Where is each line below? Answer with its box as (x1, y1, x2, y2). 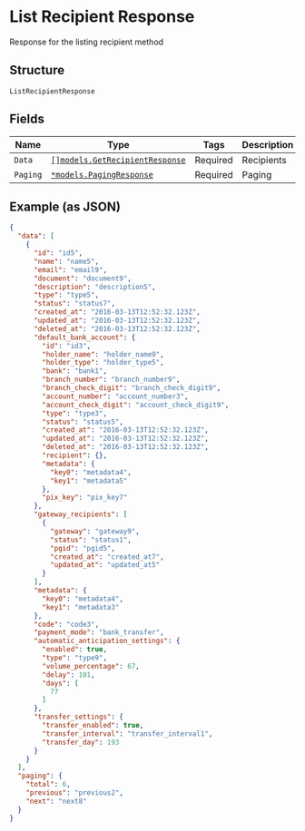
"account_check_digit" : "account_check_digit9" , (42, 400, 230, 409)
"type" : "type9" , (42, 653, 107, 662)
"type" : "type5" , (33, 290, 100, 300)
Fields (9, 112, 45, 127)
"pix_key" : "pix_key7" (42, 493, 128, 503)
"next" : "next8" (25, 797, 88, 806)
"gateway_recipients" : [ (33, 510, 128, 519)
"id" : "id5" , (33, 249, 84, 258)
